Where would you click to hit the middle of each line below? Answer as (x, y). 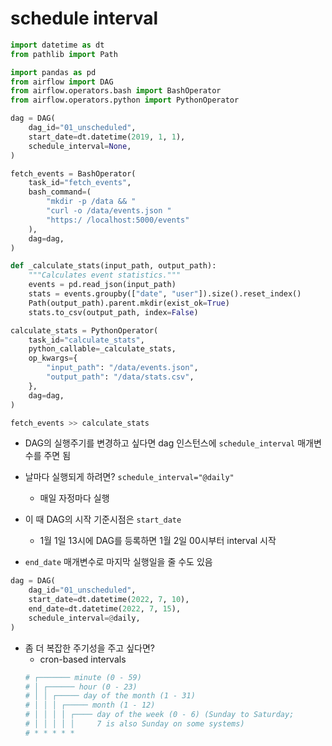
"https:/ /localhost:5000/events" (118, 220)
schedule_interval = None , (80, 146)
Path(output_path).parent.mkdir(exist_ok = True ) (129, 303)
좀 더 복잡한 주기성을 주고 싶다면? (89, 648)
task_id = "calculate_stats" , (86, 340)
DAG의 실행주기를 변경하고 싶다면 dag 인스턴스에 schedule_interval (160, 443)
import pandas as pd (53, 72)
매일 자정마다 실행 (74, 498)
